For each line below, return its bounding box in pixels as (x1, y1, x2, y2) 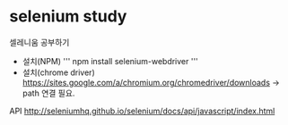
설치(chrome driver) (22, 67, 96, 78)
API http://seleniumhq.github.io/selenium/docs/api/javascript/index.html (9, 105, 275, 116)
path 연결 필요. (22, 87, 75, 98)
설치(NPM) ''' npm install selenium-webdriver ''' (22, 55, 199, 66)
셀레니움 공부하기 (9, 37, 70, 47)
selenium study (9, 6, 127, 27)
